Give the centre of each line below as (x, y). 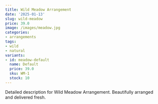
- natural (15, 51)
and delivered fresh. (25, 97)
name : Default (24, 64)
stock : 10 (19, 78)
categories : (17, 32)
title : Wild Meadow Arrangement (38, 10)
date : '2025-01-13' (25, 14)
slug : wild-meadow (24, 19)
